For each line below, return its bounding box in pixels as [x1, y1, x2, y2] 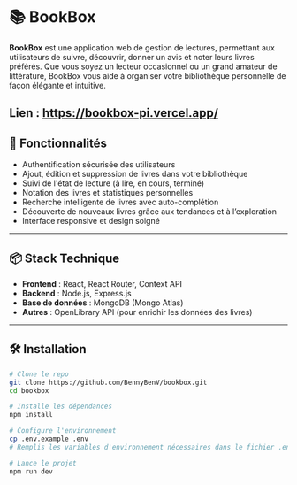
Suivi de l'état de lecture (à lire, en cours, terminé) [21, 178, 205, 189]
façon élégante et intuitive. [9, 80, 106, 90]
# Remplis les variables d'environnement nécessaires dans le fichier [9, 443, 275, 451]
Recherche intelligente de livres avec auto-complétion [21, 196, 219, 208]
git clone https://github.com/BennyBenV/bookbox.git [9, 378, 208, 387]
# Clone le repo [9, 369, 69, 379]
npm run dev [9, 466, 53, 476]
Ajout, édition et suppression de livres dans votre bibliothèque [21, 169, 248, 180]
